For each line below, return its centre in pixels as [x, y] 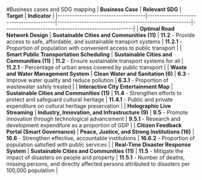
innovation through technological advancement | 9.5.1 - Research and [93, 119]
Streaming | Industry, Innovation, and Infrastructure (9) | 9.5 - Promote [97, 112]
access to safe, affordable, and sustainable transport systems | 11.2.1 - [94, 42]
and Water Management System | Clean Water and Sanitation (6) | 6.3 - [98, 74]
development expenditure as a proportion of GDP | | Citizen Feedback [94, 125]
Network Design [27, 35]
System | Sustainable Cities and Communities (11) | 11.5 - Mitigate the [95, 151]
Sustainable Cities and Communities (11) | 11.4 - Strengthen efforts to [94, 93]
